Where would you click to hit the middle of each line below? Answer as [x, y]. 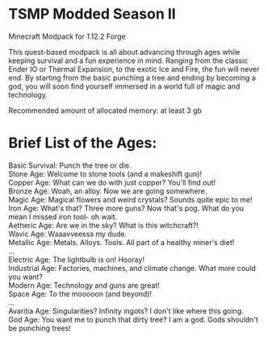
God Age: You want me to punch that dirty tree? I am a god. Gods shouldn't [133, 319]
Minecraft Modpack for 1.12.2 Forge [67, 36]
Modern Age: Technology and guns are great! [84, 285]
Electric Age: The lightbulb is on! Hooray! [77, 260]
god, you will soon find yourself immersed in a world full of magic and [124, 86]
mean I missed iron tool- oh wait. [63, 216]
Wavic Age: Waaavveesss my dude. [68, 234]
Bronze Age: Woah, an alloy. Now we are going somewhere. [108, 191]
